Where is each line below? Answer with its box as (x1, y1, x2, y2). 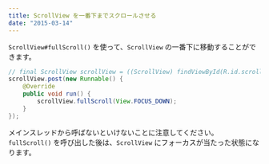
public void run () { (22, 90, 91, 98)
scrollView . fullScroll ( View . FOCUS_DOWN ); (37, 97, 178, 105)
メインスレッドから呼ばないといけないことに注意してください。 (8, 127, 219, 137)
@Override (22, 83, 56, 91)
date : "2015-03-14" (8, 19, 74, 27)
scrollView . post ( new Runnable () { (8, 75, 124, 84)
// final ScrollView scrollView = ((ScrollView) (8, 68, 174, 76)
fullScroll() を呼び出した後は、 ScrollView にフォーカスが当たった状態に (8, 137, 253, 147)
